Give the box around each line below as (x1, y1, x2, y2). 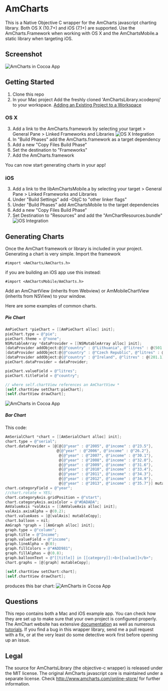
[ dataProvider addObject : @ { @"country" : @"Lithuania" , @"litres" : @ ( (5, 345, 155, 351)
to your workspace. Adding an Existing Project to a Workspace (12, 102, 141, 108)
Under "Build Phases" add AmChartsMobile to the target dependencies (12, 202, 159, 208)
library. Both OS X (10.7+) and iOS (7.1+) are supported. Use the (5, 25, 135, 31)
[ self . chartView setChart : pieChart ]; (5, 387, 84, 392)
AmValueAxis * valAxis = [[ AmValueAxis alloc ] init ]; (5, 504, 117, 509)
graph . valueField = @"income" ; (5, 537, 70, 542)
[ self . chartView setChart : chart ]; (5, 569, 77, 574)
